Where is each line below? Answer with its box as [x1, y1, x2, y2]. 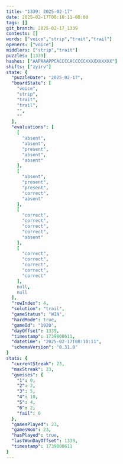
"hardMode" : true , [11, 317, 57, 323]
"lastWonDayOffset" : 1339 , [11, 438, 78, 444]
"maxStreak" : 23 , [11, 366, 54, 372]
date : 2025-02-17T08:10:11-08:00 [6, 14, 89, 20]
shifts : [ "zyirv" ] [6, 63, 51, 70]
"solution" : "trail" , [11, 306, 65, 312]
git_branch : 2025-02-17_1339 [6, 25, 78, 31]
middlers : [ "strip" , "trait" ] [6, 47, 78, 53]
